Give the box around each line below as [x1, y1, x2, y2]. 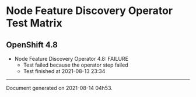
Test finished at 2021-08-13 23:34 [23, 68, 106, 74]
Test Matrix [6, 16, 62, 30]
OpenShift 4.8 [6, 40, 58, 50]
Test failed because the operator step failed [23, 61, 128, 68]
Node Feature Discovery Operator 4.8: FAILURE [14, 56, 129, 62]
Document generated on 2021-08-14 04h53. [6, 85, 113, 91]
